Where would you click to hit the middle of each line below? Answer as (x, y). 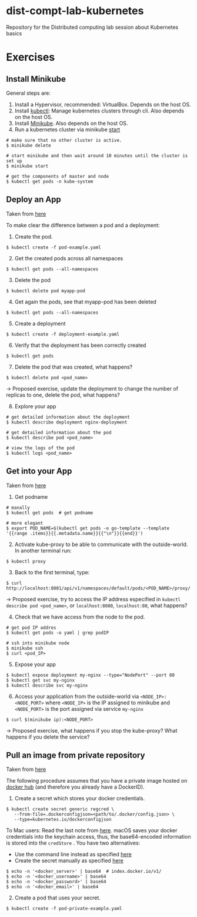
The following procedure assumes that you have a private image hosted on (97, 781)
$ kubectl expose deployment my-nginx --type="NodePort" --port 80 (91, 675)
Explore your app (35, 406)
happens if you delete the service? (48, 737)
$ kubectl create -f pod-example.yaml (54, 247)
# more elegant (25, 523)
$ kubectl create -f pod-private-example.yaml (64, 909)
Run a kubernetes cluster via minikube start (67, 129)
